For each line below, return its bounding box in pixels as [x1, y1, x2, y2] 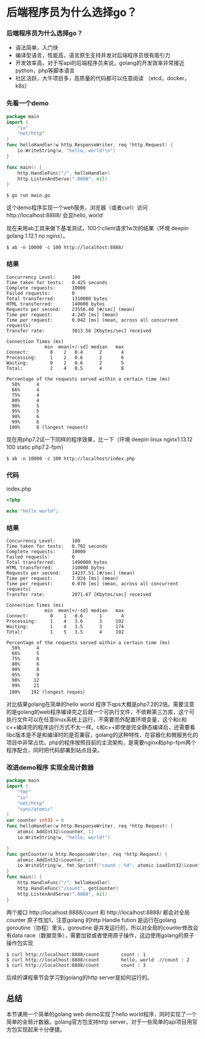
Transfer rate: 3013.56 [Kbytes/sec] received [6, 328, 151, 334]
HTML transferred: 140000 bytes [6, 301, 105, 307]
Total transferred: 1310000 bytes [6, 295, 108, 302]
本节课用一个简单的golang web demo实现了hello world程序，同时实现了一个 [6, 1011, 197, 1018]
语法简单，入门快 [15, 44, 59, 51]
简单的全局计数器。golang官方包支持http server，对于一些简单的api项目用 [6, 1018, 192, 1026]
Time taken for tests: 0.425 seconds [6, 279, 108, 285]
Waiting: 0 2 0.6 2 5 [6, 359, 124, 366]
